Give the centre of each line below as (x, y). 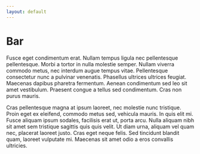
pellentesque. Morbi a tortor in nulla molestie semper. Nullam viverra (90, 64)
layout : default (26, 12)
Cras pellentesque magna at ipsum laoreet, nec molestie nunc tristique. (94, 107)
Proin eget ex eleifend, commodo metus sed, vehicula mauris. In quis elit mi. (100, 113)
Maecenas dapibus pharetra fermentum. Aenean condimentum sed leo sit (97, 83)
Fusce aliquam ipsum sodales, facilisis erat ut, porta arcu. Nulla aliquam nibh (100, 120)
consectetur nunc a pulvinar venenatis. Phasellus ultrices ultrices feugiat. (96, 77)
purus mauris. (23, 96)
